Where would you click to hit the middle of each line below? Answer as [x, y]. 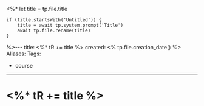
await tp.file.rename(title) [54, 30]
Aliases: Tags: [24, 54]
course [24, 65]
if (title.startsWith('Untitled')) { [54, 20]
